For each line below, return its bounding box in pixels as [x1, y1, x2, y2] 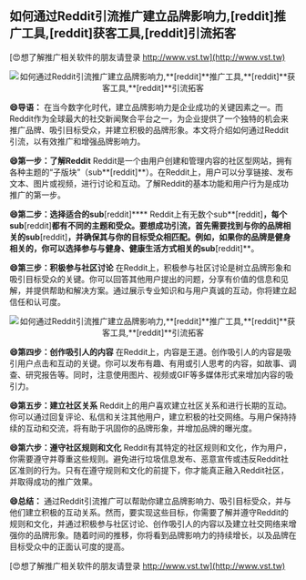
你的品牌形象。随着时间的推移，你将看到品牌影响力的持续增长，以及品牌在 [16, 529, 297, 540]
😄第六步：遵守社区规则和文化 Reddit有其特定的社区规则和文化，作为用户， [9, 442, 291, 453]
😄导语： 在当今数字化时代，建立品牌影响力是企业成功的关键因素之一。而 [9, 101, 284, 112]
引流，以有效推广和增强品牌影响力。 [9, 136, 146, 147]
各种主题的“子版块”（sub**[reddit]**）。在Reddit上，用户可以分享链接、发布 [9, 167, 294, 178]
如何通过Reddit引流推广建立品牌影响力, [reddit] [9, 8, 275, 25]
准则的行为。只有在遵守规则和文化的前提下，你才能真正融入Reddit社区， [16, 464, 290, 475]
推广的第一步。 [9, 189, 66, 200]
